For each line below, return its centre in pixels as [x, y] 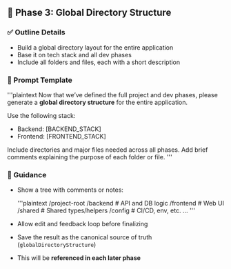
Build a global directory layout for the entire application [95, 47]
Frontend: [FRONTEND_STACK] [62, 136]
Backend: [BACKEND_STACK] [59, 129]
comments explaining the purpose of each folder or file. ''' [90, 157]
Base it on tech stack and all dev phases [74, 54]
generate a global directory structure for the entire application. [98, 102]
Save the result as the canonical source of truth [84, 237]
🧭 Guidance [27, 175]
